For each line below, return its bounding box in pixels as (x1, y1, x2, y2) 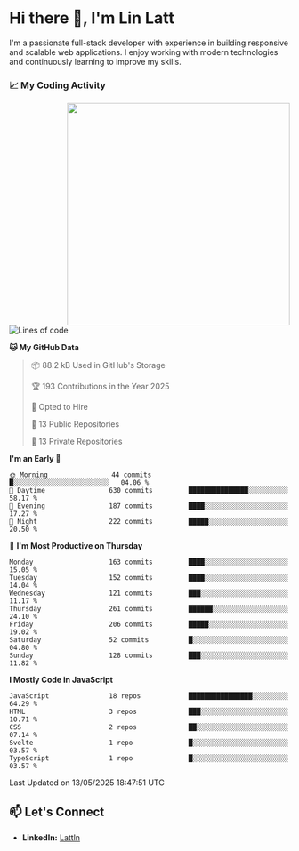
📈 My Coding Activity (9, 79, 107, 92)
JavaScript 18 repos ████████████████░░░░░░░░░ (9, 692, 289, 701)
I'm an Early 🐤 (9, 454, 61, 464)
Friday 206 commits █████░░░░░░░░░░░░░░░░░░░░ (9, 620, 289, 630)
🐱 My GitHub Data (9, 342, 80, 353)
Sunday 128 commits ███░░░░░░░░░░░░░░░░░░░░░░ (9, 651, 289, 661)
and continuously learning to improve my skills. (9, 56, 182, 67)
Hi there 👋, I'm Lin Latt (9, 8, 175, 28)
